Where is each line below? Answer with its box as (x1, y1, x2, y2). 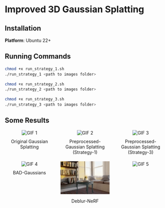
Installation (5, 24, 41, 33)
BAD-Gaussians (13, 169, 46, 175)
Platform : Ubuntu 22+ (5, 37, 51, 43)
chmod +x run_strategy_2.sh (5, 82, 65, 87)
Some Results (5, 116, 49, 125)
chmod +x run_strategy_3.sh (5, 97, 65, 102)
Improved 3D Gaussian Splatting (5, 4, 145, 15)
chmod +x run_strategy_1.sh (5, 66, 65, 71)
